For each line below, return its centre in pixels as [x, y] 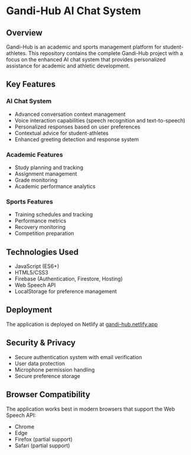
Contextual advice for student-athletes [62, 133]
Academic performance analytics [55, 186]
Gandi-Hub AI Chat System [74, 11]
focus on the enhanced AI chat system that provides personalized [86, 59]
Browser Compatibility [48, 395]
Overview [24, 33]
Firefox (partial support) [43, 439]
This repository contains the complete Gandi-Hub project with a [106, 53]
